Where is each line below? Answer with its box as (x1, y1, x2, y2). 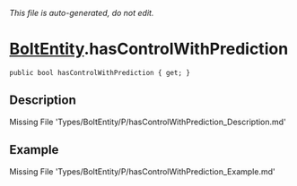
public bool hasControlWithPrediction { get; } (9, 68, 191, 77)
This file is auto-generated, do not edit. (9, 8, 154, 18)
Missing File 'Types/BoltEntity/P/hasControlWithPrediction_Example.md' (9, 165, 275, 177)
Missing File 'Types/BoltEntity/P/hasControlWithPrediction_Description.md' (9, 116, 287, 127)
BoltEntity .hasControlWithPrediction (9, 39, 289, 59)
